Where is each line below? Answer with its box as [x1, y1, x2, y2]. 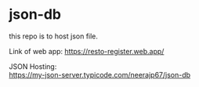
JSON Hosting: [9, 61, 57, 71]
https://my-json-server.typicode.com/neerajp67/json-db [9, 70, 191, 79]
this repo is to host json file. [9, 31, 99, 41]
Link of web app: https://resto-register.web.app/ [9, 46, 165, 56]
